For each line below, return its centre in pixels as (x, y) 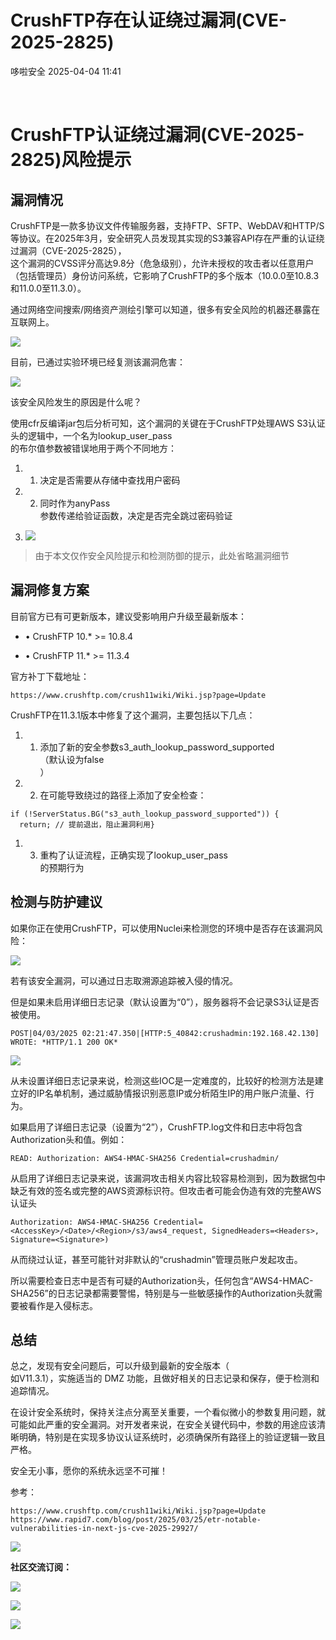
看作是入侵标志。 (62, 1305)
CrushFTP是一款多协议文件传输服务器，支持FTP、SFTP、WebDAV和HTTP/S (167, 225)
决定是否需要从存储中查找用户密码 (110, 480)
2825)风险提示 (71, 160)
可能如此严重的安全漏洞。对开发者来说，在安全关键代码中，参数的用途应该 (163, 1425)
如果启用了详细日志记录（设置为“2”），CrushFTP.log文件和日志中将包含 (156, 1127)
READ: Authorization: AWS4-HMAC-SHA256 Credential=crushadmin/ (145, 1158)
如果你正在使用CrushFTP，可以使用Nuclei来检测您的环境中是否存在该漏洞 (162, 928)
